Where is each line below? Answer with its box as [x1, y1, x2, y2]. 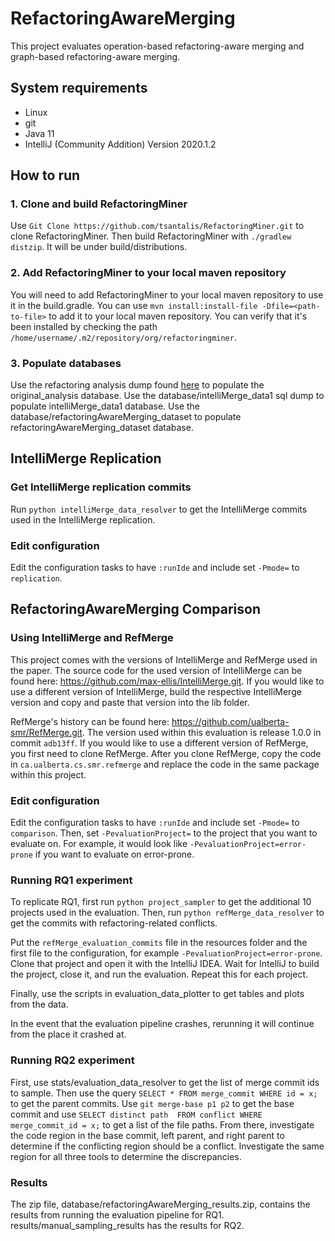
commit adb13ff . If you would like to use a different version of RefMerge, [10, 737, 309, 749]
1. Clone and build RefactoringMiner [10, 197, 188, 211]
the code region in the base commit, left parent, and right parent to [10, 1129, 285, 1141]
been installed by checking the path [10, 320, 158, 332]
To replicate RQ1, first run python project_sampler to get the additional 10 [10, 896, 312, 908]
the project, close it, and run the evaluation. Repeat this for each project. [10, 968, 309, 981]
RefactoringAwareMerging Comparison [10, 601, 262, 618]
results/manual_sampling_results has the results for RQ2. [10, 1219, 245, 1231]
